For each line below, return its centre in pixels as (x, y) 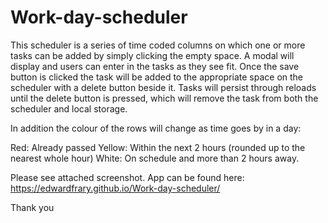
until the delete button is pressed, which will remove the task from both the (164, 98)
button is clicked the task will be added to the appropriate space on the (157, 77)
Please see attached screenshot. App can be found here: (127, 177)
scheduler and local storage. (69, 108)
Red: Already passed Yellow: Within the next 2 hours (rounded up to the (158, 147)
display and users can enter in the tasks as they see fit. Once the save (155, 66)
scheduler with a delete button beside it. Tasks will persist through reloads (163, 87)
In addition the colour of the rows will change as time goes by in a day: (156, 128)
